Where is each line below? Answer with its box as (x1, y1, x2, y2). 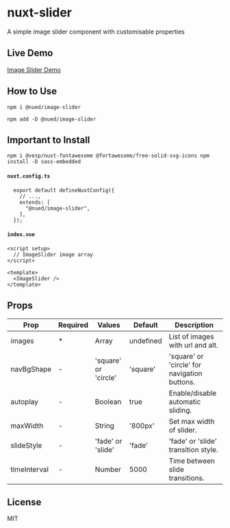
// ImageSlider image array (13, 251, 94, 258)
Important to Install (7, 134, 90, 145)
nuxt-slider (7, 5, 72, 21)
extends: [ (19, 199, 51, 206)
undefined (129, 336, 162, 346)
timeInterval (10, 464, 49, 474)
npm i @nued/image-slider (7, 104, 81, 110)
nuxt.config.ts (7, 173, 51, 180)
